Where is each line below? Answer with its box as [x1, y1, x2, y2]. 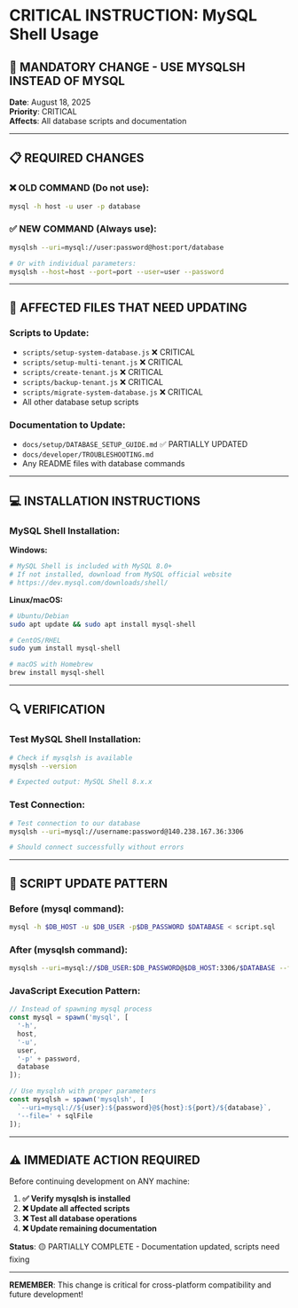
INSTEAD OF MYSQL [9, 73, 126, 89]
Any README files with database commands [21, 458, 185, 469]
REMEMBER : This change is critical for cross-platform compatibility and [9, 1280, 272, 1290]
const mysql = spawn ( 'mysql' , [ [9, 1013, 129, 1022]
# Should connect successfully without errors [9, 843, 184, 852]
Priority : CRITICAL [9, 106, 77, 116]
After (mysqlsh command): [9, 944, 129, 956]
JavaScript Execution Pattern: [9, 984, 141, 997]
